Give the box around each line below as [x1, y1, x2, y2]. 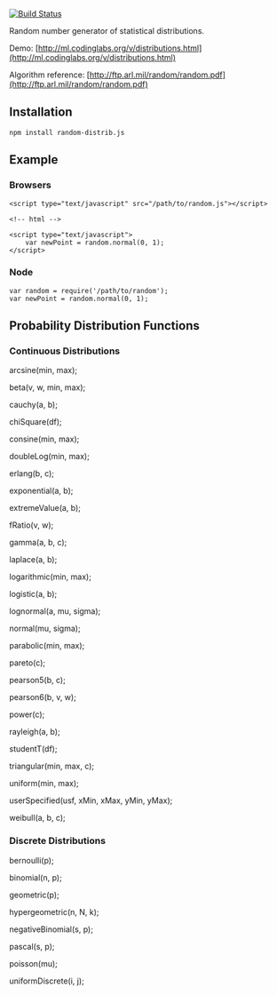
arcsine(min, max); [9, 365, 78, 376]
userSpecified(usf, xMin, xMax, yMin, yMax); [9, 795, 173, 806]
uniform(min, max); [9, 778, 79, 789]
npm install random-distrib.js [9, 128, 125, 137]
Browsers [9, 179, 51, 191]
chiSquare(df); [9, 417, 62, 427]
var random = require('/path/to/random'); [9, 286, 169, 295]
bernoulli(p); [9, 855, 55, 865]
